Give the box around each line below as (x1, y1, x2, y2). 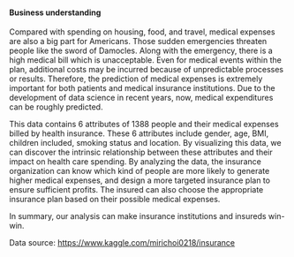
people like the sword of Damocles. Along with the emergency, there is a (9, 45, 274, 57)
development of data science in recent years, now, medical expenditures (9, 93, 274, 103)
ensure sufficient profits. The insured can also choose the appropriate (9, 185, 264, 195)
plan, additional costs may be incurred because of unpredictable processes (9, 64, 284, 75)
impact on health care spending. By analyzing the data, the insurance (9, 156, 262, 167)
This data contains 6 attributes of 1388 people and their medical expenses (9, 119, 280, 130)
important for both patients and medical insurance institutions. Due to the (9, 83, 275, 94)
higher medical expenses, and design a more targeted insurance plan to (9, 175, 271, 185)
